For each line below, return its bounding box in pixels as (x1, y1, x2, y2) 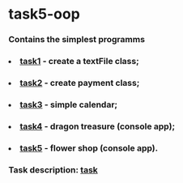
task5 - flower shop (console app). (19, 143, 159, 154)
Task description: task (8, 164, 99, 175)
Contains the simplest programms (8, 34, 146, 45)
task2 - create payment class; (19, 77, 140, 88)
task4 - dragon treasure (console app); (19, 121, 176, 132)
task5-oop (8, 5, 81, 23)
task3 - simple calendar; (19, 99, 118, 110)
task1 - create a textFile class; (19, 56, 139, 67)
